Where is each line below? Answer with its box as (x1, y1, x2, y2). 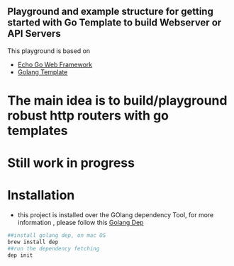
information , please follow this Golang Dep (17, 219, 144, 227)
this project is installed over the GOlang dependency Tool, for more (17, 211, 214, 219)
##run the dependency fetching (7, 245, 100, 252)
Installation (7, 187, 75, 204)
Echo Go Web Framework (17, 60, 93, 69)
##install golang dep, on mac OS (7, 232, 106, 239)
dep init (7, 251, 33, 259)
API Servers (7, 28, 62, 40)
